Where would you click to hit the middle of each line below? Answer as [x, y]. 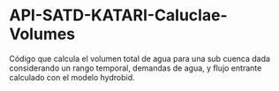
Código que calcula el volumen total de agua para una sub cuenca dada [140, 58]
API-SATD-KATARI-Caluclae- [118, 15]
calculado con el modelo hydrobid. [72, 77]
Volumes [42, 34]
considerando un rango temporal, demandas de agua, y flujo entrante [136, 68]
